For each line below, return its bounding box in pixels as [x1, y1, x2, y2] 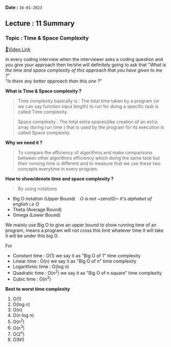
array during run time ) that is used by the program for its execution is [17, 124, 164, 130]
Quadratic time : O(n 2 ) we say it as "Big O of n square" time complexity [12, 269, 162, 276]
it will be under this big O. [5, 233, 59, 239]
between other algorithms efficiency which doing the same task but [17, 155, 160, 161]
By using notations [17, 186, 57, 192]
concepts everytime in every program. [17, 166, 99, 172]
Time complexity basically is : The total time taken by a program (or [17, 97, 160, 104]
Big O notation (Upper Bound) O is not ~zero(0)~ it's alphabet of [12, 195, 152, 201]
